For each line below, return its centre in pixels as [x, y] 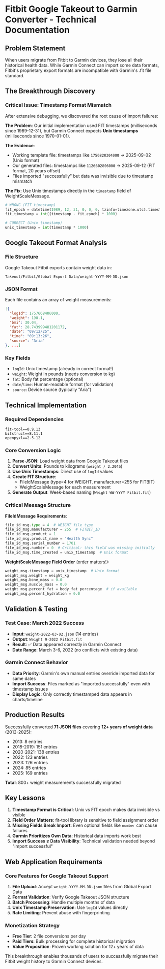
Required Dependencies [34, 419]
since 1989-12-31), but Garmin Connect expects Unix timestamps [72, 130]
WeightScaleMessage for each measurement [65, 487]
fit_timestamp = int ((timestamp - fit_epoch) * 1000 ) [61, 214]
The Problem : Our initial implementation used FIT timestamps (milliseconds [81, 125]
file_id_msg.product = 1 [30, 534]
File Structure [22, 257]
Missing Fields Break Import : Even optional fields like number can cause [85, 825]
